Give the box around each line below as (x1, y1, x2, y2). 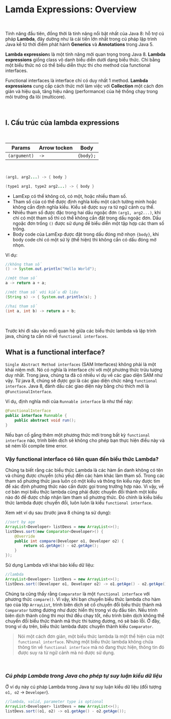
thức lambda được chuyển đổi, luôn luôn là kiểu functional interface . (5, 500, 153, 506)
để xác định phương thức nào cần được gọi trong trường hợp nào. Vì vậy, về (5, 483, 164, 489)
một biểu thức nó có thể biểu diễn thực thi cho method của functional (5, 62, 151, 68)
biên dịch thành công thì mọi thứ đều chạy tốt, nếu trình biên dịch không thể (5, 612, 164, 618)
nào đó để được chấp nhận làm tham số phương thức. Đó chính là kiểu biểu (5, 495, 163, 501)
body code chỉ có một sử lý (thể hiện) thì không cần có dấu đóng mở (12, 236, 157, 242)
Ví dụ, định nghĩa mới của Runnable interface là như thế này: (5, 398, 133, 405)
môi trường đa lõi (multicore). (5, 94, 66, 100)
